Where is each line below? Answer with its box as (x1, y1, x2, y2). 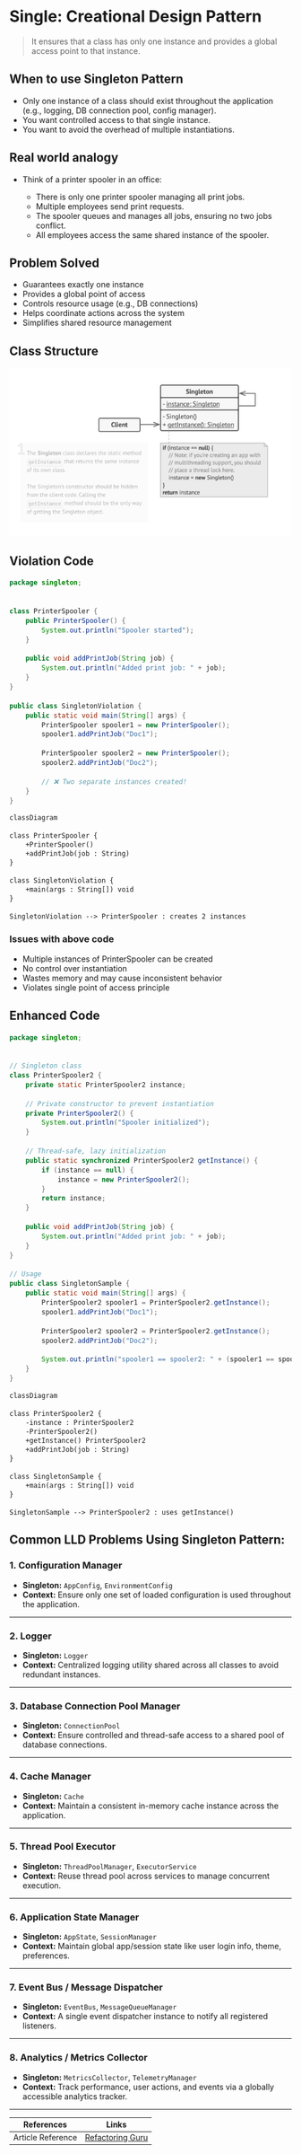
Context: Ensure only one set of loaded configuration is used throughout (21, 1589, 291, 1600)
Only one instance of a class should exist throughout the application (21, 95, 274, 106)
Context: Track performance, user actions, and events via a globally (21, 2081, 275, 2092)
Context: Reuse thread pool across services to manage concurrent (21, 1870, 271, 1881)
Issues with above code (9, 933, 115, 945)
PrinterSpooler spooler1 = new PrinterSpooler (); (41, 720, 230, 729)
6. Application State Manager (9, 1911, 140, 1923)
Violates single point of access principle (21, 981, 170, 993)
